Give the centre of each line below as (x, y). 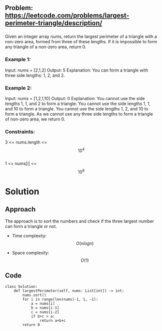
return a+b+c (53, 321)
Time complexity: (29, 236)
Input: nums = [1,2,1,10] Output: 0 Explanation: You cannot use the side (75, 98)
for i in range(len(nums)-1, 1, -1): (60, 299)
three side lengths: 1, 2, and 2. (35, 75)
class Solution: (21, 287)
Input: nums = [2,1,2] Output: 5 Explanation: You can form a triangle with (77, 70)
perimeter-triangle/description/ (54, 23)
